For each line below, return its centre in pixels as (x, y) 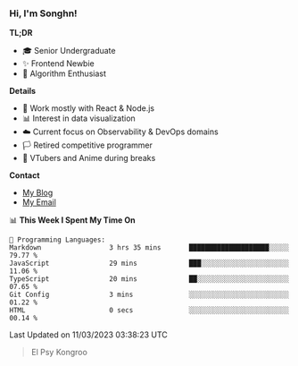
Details (23, 91)
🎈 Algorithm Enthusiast (64, 73)
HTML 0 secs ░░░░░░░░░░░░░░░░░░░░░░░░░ (149, 311)
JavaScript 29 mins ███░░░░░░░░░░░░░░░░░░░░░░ (149, 264)
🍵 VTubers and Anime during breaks (89, 158)
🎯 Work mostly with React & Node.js (88, 108)
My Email (39, 202)
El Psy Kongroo (59, 353)
